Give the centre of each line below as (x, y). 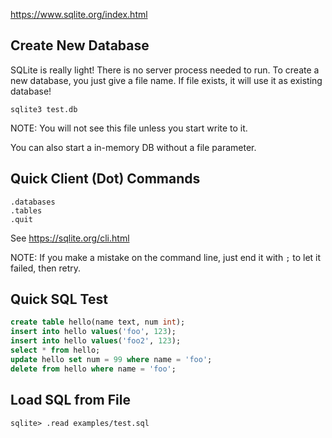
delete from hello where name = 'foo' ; (93, 369)
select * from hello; (55, 350)
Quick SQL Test (59, 299)
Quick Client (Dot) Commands (105, 179)
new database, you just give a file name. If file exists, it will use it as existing (166, 80)
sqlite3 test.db (44, 109)
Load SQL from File (70, 400)
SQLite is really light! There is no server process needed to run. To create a (165, 70)
